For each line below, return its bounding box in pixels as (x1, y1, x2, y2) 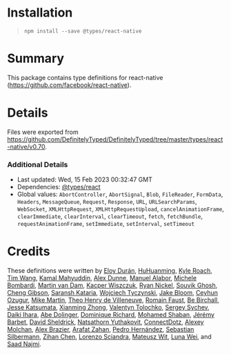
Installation (7, 5, 73, 21)
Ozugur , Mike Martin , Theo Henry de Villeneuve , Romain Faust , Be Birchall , (7, 296, 219, 305)
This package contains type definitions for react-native (7, 73, 163, 81)
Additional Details (7, 160, 68, 169)
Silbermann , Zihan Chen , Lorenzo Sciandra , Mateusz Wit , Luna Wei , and (7, 333, 212, 341)
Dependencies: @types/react (17, 183, 101, 191)
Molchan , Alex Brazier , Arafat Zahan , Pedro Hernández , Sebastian (7, 325, 194, 334)
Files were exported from (7, 128, 79, 136)
